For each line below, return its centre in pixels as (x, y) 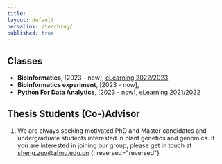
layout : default (31, 20)
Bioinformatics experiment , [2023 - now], (78, 85)
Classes (25, 61)
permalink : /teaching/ (40, 26)
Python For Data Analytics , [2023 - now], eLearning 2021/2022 (109, 92)
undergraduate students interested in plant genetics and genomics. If (116, 138)
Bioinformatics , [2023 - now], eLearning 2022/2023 (93, 78)
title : (17, 13)
